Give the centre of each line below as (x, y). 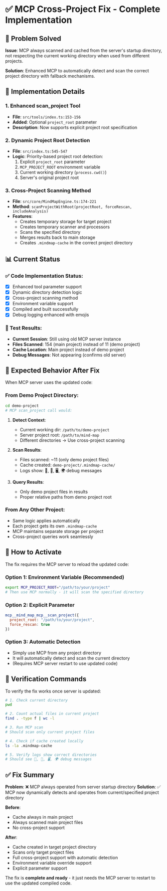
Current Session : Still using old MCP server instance (67, 339)
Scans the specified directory (50, 232)
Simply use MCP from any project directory (57, 653)
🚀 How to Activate (33, 552)
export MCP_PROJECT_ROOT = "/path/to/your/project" (58, 587)
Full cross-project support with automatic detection (65, 858)
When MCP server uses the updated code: (49, 382)
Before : (13, 807)
